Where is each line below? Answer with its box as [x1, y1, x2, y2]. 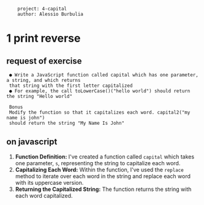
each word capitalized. [15, 192, 73, 199]
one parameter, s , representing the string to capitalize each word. [15, 159, 181, 166]
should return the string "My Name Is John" [9, 120, 124, 126]
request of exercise [6, 56, 82, 66]
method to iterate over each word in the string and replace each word [15, 172, 191, 180]
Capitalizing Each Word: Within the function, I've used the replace [15, 166, 184, 173]
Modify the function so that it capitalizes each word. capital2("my [9, 110, 191, 116]
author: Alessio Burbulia [17, 11, 84, 17]
